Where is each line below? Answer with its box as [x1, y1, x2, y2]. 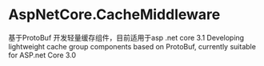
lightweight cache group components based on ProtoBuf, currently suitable [8, 41, 256, 51]
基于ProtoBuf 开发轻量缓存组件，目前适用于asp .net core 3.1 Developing [8, 33, 245, 42]
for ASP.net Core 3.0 [8, 50, 77, 60]
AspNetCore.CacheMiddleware [8, 6, 221, 24]
